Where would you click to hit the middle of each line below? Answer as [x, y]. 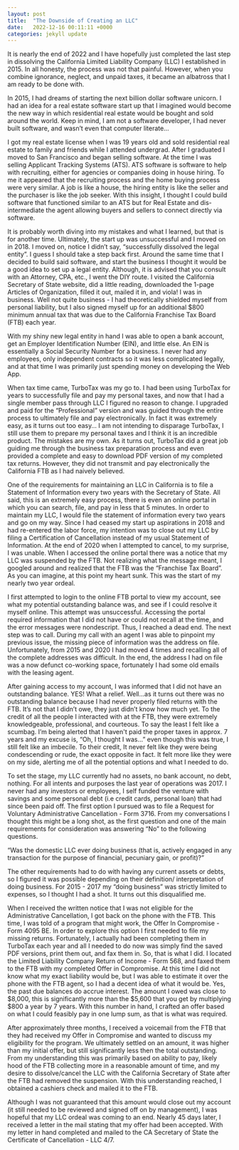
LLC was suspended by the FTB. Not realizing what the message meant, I [115, 560]
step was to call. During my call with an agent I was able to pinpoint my [111, 635]
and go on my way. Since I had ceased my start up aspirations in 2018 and [116, 523]
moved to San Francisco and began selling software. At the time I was [110, 157]
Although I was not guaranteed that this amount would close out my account [119, 1102]
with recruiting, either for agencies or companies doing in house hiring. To [116, 172]
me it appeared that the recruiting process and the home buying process [114, 180]
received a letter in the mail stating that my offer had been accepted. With [115, 1125]
